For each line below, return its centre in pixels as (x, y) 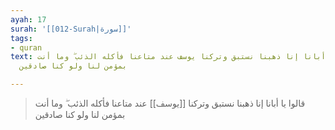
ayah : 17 (28, 19)
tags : (21, 38)
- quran (26, 47)
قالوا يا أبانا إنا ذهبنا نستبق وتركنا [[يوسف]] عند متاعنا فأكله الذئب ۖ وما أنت (170, 103)
